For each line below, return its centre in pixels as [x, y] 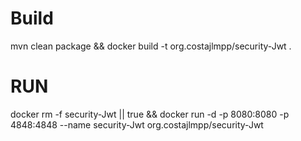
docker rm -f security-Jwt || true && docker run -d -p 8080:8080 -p [150, 114]
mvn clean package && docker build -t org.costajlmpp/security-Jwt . [151, 46]
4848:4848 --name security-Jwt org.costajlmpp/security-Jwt [137, 124]
